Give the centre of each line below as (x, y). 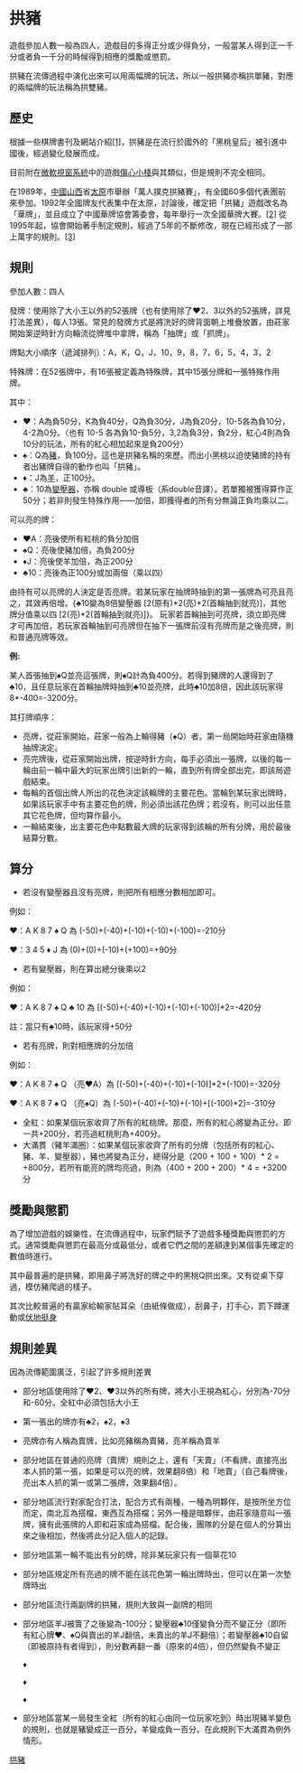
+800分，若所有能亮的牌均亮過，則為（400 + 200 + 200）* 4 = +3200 (154, 1168)
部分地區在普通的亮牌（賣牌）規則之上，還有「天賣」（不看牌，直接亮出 (155, 1460)
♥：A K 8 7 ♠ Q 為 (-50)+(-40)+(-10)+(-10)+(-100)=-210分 (118, 930)
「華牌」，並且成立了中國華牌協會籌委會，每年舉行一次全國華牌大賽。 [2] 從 (148, 214)
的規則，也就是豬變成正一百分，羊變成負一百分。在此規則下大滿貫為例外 (156, 1729)
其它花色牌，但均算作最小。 (74, 815)
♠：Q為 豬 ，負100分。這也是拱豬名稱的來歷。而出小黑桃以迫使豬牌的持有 (156, 455)
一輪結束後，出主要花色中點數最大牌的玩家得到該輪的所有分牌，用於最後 (156, 826)
